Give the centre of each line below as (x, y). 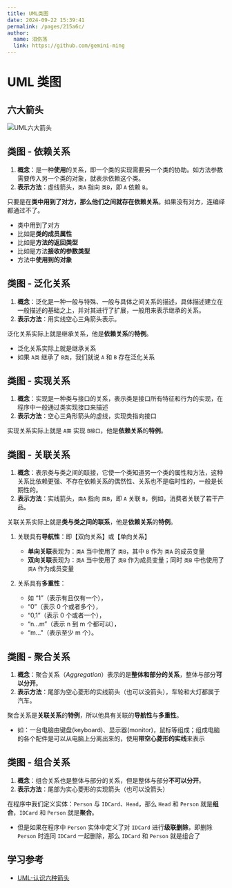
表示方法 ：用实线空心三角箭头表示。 (69, 318)
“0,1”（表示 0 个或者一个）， (66, 615)
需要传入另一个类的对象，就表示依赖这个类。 (81, 178)
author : (18, 33)
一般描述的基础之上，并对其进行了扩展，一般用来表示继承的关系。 (111, 310)
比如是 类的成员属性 (45, 233)
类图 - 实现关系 (39, 381)
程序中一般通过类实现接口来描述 (62, 407)
